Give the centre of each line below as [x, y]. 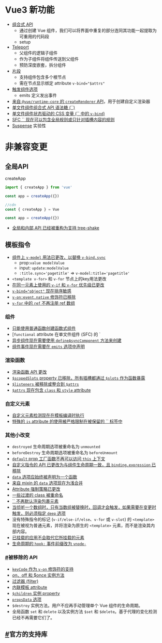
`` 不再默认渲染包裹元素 [35, 501]
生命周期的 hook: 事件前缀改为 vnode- [49, 544]
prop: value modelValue [42, 263]
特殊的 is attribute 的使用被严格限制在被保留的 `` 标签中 [67, 421]
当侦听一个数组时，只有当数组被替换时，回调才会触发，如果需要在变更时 [84, 507]
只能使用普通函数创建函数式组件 [44, 329]
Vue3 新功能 [30, 10]
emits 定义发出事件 [38, 95]
